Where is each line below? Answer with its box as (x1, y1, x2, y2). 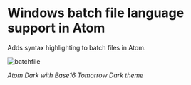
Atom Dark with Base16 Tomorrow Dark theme (7, 71, 144, 79)
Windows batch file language (7, 5, 185, 21)
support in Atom (7, 20, 105, 36)
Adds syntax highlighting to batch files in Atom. (7, 43, 146, 52)
